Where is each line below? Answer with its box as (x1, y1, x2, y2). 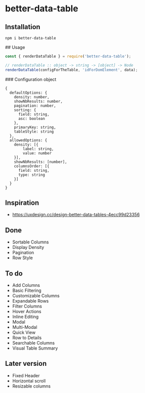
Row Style (12, 255, 33, 261)
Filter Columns (12, 303, 42, 309)
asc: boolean (18, 116, 45, 121)
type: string (18, 172, 45, 177)
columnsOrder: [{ (14, 163, 50, 168)
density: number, (14, 94, 50, 99)
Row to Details (12, 335, 42, 341)
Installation (5, 23, 40, 31)
